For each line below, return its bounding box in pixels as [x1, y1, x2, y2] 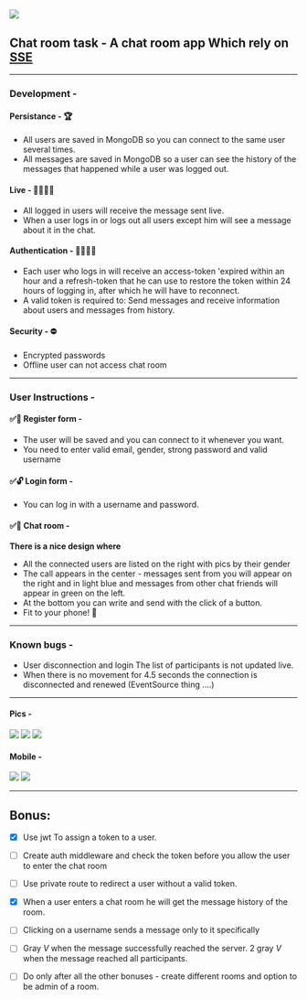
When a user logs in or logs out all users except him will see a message [22, 214, 292, 225]
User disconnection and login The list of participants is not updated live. [22, 660, 294, 671]
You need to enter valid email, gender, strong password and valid [22, 445, 268, 456]
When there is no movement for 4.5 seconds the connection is [22, 669, 258, 680]
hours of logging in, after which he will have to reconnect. [22, 285, 240, 295]
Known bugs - [9, 639, 74, 651]
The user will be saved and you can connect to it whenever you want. [22, 435, 285, 446]
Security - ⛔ [9, 326, 58, 337]
